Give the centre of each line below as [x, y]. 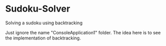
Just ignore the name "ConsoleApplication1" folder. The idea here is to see [83, 32]
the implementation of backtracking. [43, 38]
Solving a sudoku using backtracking [44, 23]
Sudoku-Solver [38, 9]
